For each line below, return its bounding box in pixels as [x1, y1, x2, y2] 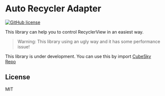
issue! [17, 44, 30, 49]
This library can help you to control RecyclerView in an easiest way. [5, 29, 144, 35]
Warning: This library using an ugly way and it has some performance [17, 38, 161, 45]
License [5, 73, 30, 82]
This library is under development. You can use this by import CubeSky [5, 53, 151, 59]
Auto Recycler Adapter [5, 3, 101, 14]
